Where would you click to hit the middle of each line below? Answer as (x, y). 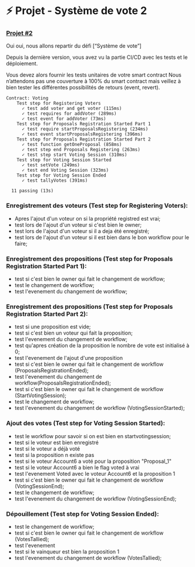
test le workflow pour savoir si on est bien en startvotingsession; (93, 436)
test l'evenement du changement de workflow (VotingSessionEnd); (95, 498)
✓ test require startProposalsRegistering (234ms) (85, 129)
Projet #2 (19, 34)
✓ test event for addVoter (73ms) (64, 119)
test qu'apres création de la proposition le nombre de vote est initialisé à (102, 346)
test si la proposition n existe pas (54, 455)
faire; (21, 244)
